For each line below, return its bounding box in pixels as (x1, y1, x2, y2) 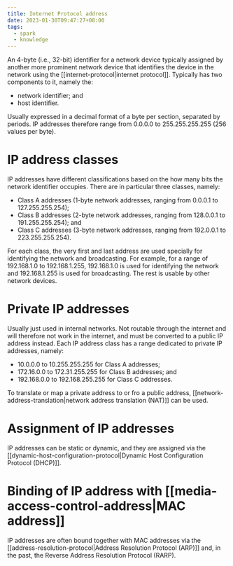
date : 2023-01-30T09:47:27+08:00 (7, 17, 105, 24)
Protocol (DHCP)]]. (7, 458, 62, 467)
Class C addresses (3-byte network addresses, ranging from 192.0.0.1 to (17, 226, 226, 235)
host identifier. (17, 99, 59, 107)
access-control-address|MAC (7, 498, 186, 514)
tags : (7, 23, 23, 30)
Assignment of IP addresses (7, 421, 175, 436)
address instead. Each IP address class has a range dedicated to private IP (7, 339, 223, 347)
